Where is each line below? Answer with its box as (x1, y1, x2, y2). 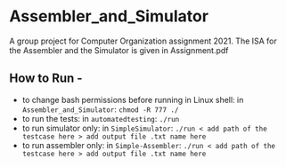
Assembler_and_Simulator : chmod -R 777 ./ (21, 104, 179, 115)
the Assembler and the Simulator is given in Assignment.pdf (9, 44, 229, 55)
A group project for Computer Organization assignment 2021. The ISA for (9, 36, 278, 46)
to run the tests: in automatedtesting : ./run (21, 113, 180, 123)
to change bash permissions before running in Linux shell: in (21, 94, 244, 105)
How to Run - (9, 71, 83, 86)
